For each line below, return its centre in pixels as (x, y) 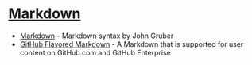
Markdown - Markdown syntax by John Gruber (97, 36)
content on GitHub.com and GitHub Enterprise (95, 52)
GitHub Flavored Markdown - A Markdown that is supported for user (132, 44)
